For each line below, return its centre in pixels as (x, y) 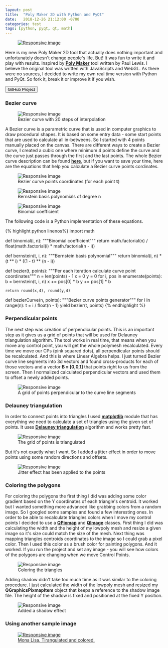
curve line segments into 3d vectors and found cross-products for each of (82, 361)
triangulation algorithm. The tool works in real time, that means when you (81, 340)
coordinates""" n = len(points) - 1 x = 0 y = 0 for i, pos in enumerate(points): (83, 276)
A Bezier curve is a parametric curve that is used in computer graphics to (81, 129)
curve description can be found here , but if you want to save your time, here (84, 161)
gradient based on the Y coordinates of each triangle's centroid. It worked (82, 501)
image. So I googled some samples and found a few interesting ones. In (79, 512)
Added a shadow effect (42, 611)
